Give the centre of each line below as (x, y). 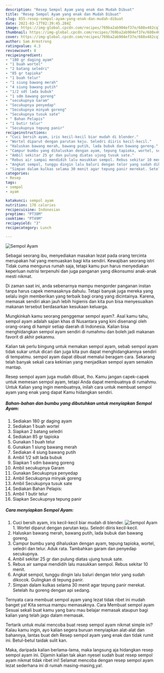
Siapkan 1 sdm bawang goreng (43, 463)
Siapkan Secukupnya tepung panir (47, 499)
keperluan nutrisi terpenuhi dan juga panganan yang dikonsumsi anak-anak (81, 271)
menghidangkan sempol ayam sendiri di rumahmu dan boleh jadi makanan (80, 331)
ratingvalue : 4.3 (23, 46)
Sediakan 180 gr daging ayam (42, 421)
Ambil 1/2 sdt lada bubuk (37, 457)
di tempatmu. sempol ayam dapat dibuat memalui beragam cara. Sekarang (80, 357)
